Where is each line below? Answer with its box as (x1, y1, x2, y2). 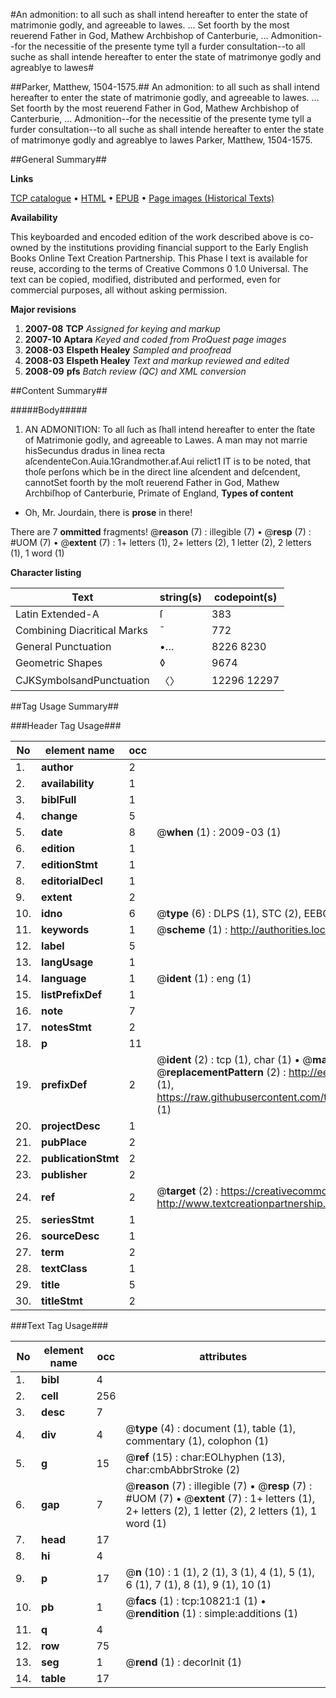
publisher (41, 1168, 88, 1181)
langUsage (41, 955, 94, 969)
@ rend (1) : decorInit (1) (125, 1655, 242, 1669)
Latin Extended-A (15, 607, 100, 621)
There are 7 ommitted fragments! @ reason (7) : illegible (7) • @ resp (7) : (10, 526, 312, 538)
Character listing (10, 567, 82, 578)
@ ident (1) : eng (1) (156, 972, 252, 985)
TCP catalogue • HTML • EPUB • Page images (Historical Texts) (10, 192, 275, 204)
